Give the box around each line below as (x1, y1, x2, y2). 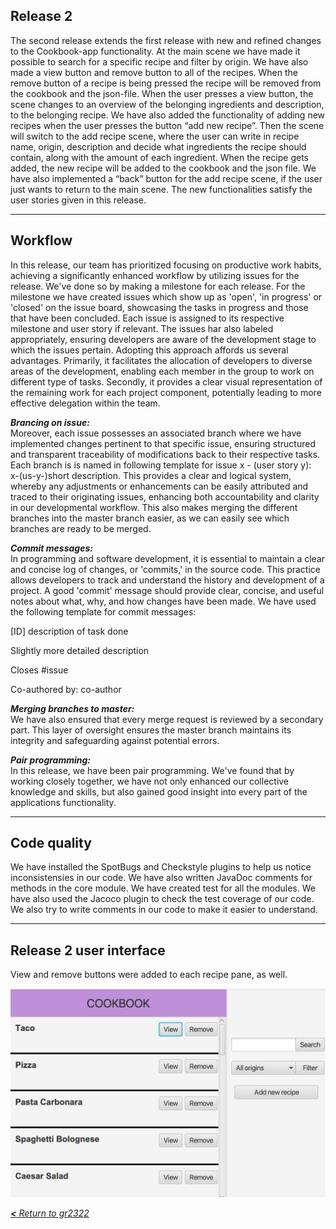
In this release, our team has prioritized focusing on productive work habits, (10, 259, 322, 271)
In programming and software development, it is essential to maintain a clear (10, 552, 326, 564)
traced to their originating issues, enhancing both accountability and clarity (10, 490, 320, 503)
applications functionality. (10, 796, 117, 808)
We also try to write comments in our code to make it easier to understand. (10, 904, 318, 916)
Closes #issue (10, 664, 69, 676)
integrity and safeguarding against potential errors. (10, 734, 220, 746)
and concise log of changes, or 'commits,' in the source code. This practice (10, 563, 322, 575)
